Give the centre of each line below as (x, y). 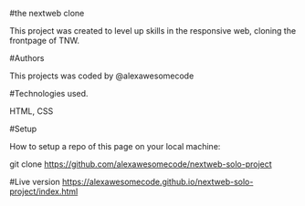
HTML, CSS (32, 111)
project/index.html (44, 191)
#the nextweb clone (47, 13)
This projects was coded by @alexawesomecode (102, 76)
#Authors (27, 58)
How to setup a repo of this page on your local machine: (115, 146)
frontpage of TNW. (45, 41)
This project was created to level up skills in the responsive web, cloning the (153, 31)
